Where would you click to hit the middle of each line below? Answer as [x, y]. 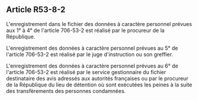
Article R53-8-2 [36, 10]
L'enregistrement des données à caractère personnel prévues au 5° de [92, 48]
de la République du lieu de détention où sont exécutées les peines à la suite [99, 85]
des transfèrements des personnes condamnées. [66, 91]
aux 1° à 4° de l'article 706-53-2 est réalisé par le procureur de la [85, 30]
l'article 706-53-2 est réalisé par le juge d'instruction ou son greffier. [90, 54]
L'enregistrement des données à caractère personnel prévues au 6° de [92, 66]
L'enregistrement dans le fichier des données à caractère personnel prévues [99, 24]
